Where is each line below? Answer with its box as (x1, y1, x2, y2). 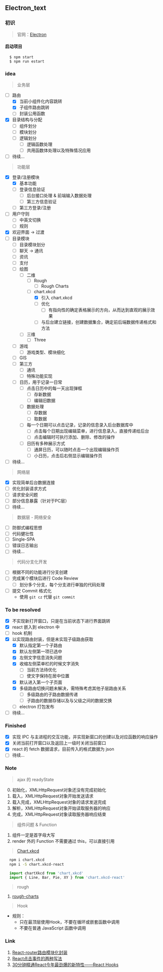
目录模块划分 (19, 242, 45, 247)
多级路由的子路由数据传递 (26, 691, 78, 697)
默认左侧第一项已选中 (19, 648, 62, 654)
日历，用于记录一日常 (19, 379, 62, 385)
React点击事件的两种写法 (12, 955, 62, 961)
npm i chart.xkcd (9, 857, 45, 862)
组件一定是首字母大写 (12, 832, 55, 838)
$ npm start (9, 55, 34, 60)
